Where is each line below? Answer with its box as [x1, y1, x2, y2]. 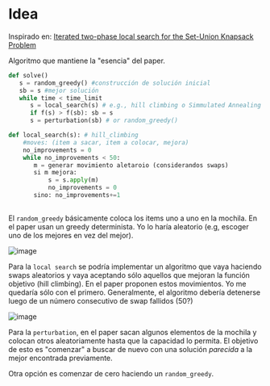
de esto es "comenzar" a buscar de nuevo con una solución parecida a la [8, 344, 252, 354]
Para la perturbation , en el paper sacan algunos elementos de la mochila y [8, 327, 257, 337]
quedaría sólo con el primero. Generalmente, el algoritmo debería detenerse [8, 287, 261, 297]
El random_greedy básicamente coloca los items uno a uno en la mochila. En [8, 213, 258, 223]
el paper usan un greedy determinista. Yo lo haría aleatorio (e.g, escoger [8, 221, 249, 231]
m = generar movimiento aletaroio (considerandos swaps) [33, 161, 229, 170]
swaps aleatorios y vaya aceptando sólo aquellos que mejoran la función [8, 270, 250, 279]
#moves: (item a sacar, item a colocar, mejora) [23, 138, 189, 146]
